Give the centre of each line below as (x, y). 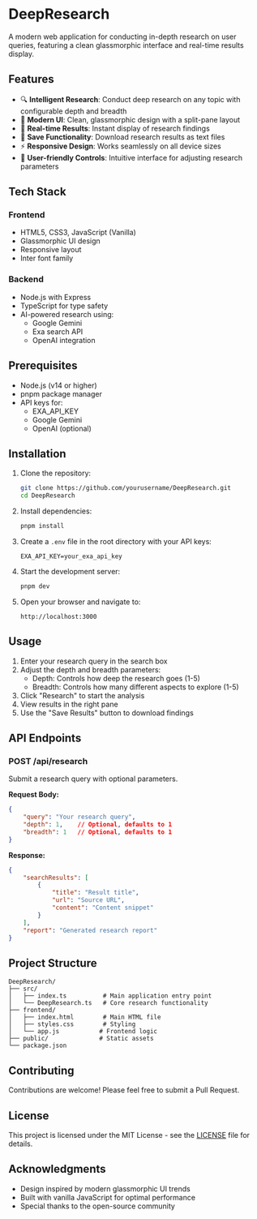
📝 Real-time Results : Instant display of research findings (115, 128)
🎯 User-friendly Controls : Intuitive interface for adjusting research (131, 157)
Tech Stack (37, 192)
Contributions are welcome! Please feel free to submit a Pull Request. (124, 1090)
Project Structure (53, 963)
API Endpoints (45, 738)
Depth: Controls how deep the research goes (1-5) (116, 678)
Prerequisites (43, 366)
